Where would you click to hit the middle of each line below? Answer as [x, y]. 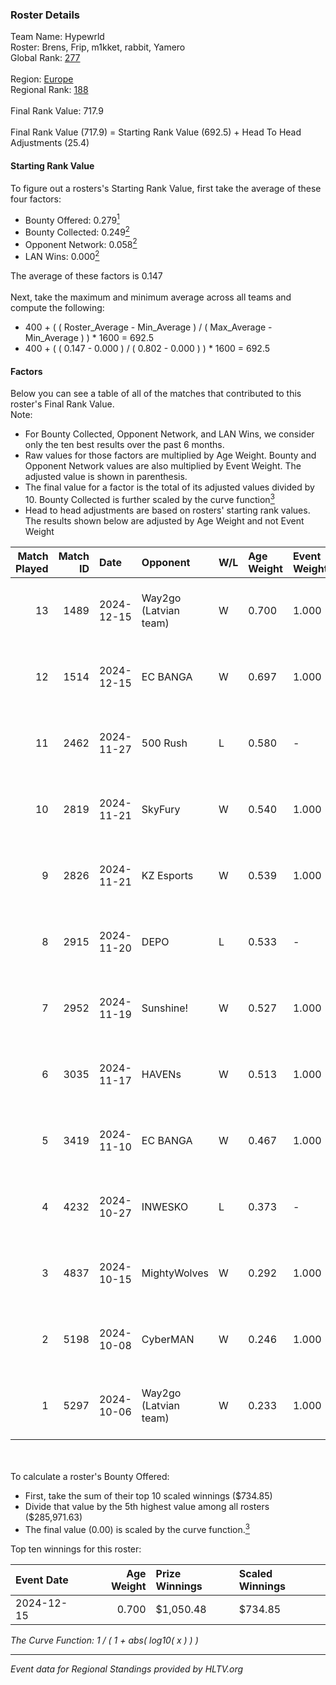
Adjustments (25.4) [50, 143]
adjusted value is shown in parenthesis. [106, 477]
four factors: [36, 199]
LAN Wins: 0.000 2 [62, 256]
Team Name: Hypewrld [57, 37]
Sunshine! [165, 1008]
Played [32, 568]
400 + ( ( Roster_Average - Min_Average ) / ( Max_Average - [148, 327]
